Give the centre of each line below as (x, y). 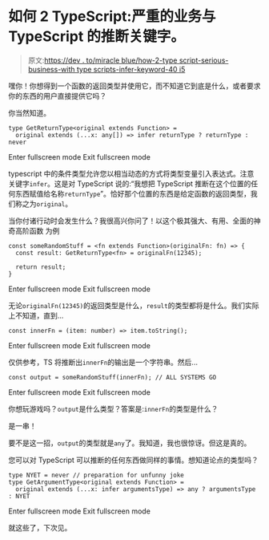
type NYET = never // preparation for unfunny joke (96, 475)
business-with (51, 69)
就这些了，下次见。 (40, 527)
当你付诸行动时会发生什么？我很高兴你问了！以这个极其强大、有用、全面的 (131, 221)
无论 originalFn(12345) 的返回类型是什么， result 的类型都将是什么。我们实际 (134, 305)
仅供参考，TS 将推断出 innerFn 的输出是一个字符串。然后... (103, 362)
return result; (41, 267)
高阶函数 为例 (37, 230)
